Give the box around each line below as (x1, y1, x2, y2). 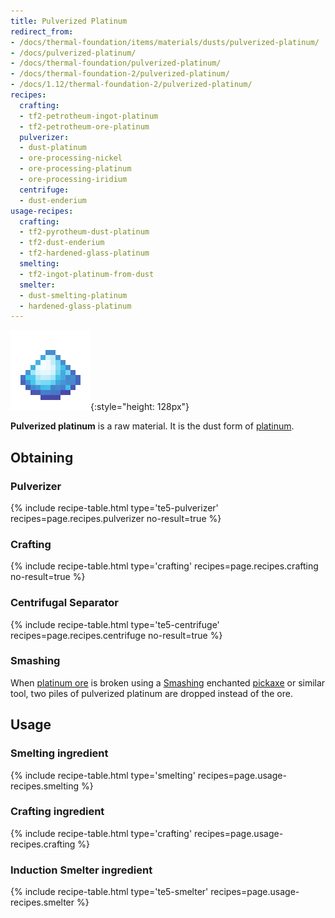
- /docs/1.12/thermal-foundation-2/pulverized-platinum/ (10, 80, 253, 90)
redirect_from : (10, 26, 74, 37)
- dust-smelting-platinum (19, 290, 128, 300)
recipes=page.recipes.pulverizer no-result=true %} (10, 512, 222, 524)
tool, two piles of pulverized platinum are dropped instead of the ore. (10, 687, 293, 699)
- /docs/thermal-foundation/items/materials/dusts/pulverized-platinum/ (10, 37, 320, 47)
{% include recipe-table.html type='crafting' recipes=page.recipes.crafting (10, 560, 319, 572)
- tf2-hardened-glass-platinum (19, 248, 150, 259)
